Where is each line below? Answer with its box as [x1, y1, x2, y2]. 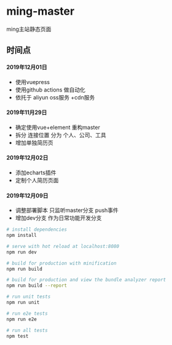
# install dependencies [6, 227, 68, 233]
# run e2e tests [6, 310, 48, 317]
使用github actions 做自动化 [15, 86, 86, 93]
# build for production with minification [6, 260, 117, 266]
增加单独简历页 [15, 139, 53, 146]
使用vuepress [15, 78, 50, 85]
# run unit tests [6, 293, 51, 300]
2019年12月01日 [6, 63, 47, 71]
